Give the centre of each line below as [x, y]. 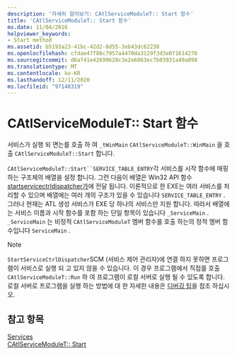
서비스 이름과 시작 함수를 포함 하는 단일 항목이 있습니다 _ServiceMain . [112, 213]
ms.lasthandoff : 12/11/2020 [49, 80]
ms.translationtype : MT [42, 67]
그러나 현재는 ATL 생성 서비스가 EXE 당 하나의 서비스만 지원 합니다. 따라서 [109, 204]
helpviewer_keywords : [39, 34]
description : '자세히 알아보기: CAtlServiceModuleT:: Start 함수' [100, 14]
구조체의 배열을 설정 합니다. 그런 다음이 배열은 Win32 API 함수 [106, 177]
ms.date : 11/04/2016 [38, 27]
